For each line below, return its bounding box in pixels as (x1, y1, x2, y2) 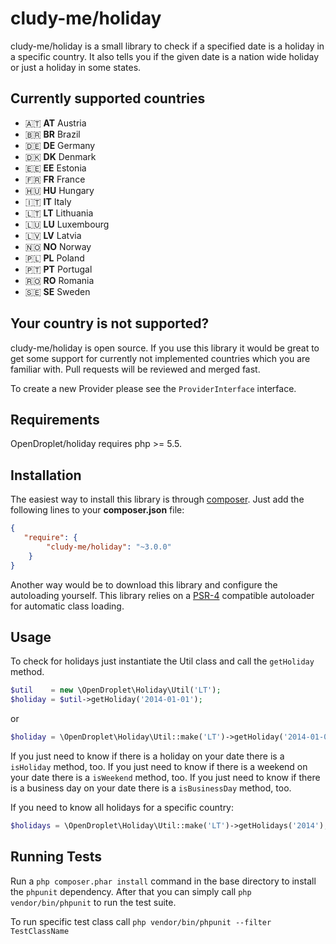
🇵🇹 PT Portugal (24, 263, 93, 275)
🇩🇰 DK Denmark (24, 150, 97, 162)
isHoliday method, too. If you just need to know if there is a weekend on (10, 761, 308, 772)
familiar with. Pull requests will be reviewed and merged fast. (10, 363, 261, 375)
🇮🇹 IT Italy (24, 195, 72, 207)
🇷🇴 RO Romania (24, 274, 95, 286)
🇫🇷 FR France (24, 173, 86, 185)
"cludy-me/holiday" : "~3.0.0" (46, 542, 172, 552)
